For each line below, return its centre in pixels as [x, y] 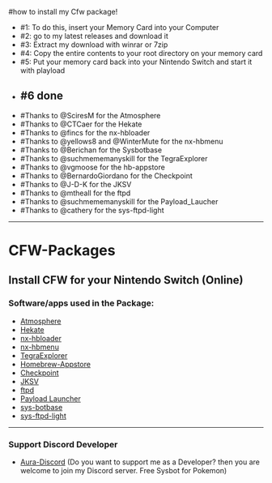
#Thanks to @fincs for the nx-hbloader [85, 132]
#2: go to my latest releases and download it [94, 36]
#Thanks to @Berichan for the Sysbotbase [91, 150]
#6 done [41, 96]
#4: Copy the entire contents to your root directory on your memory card [141, 53]
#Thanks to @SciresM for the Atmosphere [90, 115]
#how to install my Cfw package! [63, 12]
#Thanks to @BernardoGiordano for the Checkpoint [106, 175]
